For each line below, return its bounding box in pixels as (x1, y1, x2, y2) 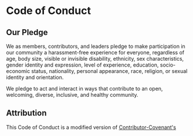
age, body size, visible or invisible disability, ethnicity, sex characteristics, (6, 55, 184, 62)
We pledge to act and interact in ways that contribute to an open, (6, 85, 163, 92)
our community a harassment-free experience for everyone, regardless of (6, 49, 185, 56)
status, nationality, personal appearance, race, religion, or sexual (31, 68, 188, 74)
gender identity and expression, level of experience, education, (6, 61, 159, 68)
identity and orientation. (6, 74, 64, 81)
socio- (160, 61, 176, 68)
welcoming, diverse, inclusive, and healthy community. (6, 92, 139, 98)
